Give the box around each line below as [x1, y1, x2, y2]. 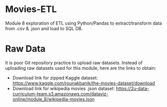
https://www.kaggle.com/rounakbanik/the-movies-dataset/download [12, 80, 155, 86]
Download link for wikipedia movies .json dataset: [12, 85, 115, 91]
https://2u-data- [116, 85, 149, 91]
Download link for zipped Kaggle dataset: [12, 74, 98, 81]
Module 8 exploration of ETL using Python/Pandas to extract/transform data [5, 20, 162, 26]
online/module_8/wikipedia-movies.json [12, 96, 95, 102]
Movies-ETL [5, 4, 57, 15]
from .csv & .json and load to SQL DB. [5, 25, 83, 31]
